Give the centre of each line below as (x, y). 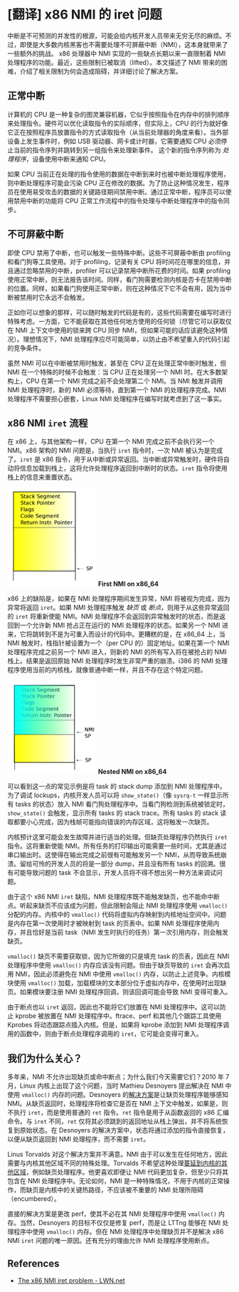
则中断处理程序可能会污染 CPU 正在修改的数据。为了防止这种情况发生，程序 (118, 183)
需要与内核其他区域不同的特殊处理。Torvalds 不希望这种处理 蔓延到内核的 (115, 1163)
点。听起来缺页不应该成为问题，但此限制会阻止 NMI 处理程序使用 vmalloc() (118, 905)
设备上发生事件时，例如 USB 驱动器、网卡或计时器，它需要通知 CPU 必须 (114, 141)
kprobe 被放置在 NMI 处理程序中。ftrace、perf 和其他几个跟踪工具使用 (118, 1016)
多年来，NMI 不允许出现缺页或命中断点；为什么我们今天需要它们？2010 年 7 (118, 1077)
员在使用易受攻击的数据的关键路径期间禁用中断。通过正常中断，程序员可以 (116, 191)
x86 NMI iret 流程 (48, 423)
